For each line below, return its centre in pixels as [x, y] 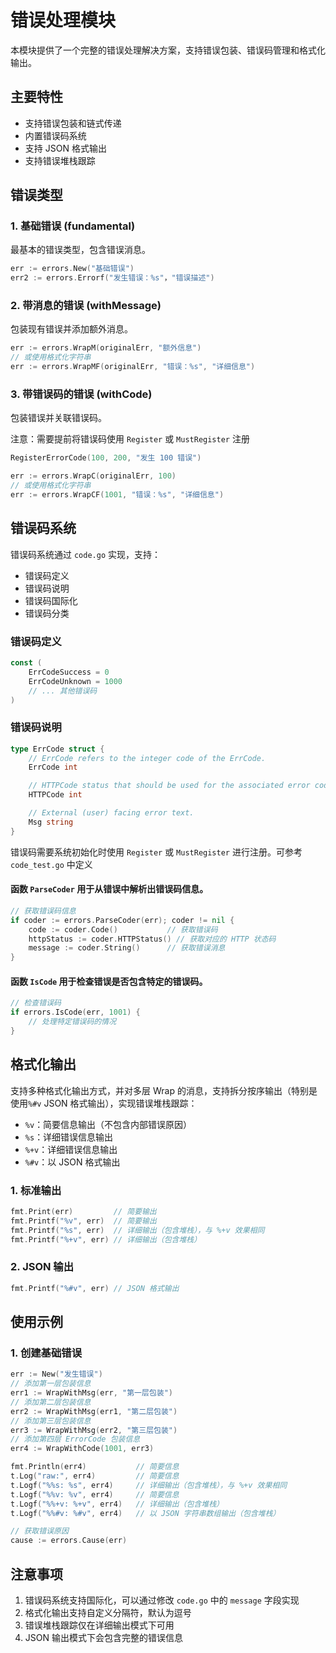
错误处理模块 [63, 20]
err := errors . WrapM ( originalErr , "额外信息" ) [106, 348]
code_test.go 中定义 [51, 864]
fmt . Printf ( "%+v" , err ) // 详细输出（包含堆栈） [106, 1239]
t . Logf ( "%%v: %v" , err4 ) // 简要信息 [95, 1494]
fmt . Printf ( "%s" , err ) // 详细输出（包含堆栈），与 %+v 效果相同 [137, 1230]
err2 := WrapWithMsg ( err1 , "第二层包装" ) [94, 1411]
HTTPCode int [55, 795]
